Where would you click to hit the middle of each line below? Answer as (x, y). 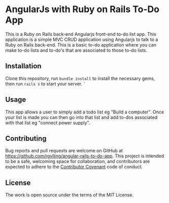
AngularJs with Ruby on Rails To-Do (82, 9)
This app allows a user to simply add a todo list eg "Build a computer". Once (84, 112)
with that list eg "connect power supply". (48, 123)
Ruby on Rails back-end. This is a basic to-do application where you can (81, 45)
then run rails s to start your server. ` (45, 84)
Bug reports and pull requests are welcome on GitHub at (64, 151)
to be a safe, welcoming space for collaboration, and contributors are (78, 161)
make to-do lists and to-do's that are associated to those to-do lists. (76, 50)
